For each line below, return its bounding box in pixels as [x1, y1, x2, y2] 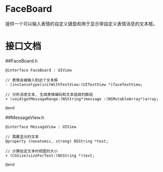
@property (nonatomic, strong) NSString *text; [5, 139, 109, 144]
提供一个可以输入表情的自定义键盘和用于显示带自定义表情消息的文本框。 [5, 20, 157, 27]
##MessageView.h [5, 114, 44, 120]
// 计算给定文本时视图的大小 [5, 148, 58, 154]
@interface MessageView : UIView [5, 124, 77, 130]
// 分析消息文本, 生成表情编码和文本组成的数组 [5, 92, 93, 97]
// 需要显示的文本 [5, 134, 39, 139]
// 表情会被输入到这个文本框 [5, 77, 58, 82]
